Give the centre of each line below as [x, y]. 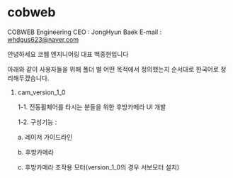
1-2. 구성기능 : [37, 122]
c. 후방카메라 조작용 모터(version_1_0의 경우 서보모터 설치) [98, 167]
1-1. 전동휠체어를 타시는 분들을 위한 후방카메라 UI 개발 [92, 106]
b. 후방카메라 [36, 152]
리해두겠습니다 [28, 78]
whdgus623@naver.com [43, 39]
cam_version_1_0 [41, 92]
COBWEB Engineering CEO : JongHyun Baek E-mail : [85, 32]
